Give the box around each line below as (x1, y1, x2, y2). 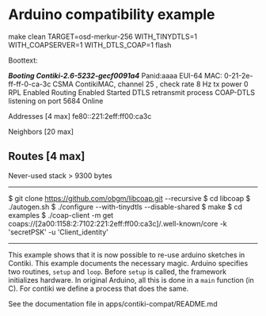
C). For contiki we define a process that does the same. (8, 284, 189, 293)
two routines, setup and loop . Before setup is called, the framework (8, 267, 227, 276)
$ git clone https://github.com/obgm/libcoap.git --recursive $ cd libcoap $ (8, 193, 251, 203)
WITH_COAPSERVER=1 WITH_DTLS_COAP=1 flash (8, 40, 172, 49)
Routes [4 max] (8, 150, 85, 163)
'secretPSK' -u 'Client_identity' (8, 227, 109, 237)
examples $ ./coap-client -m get (8, 210, 114, 219)
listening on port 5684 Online (8, 96, 104, 105)
